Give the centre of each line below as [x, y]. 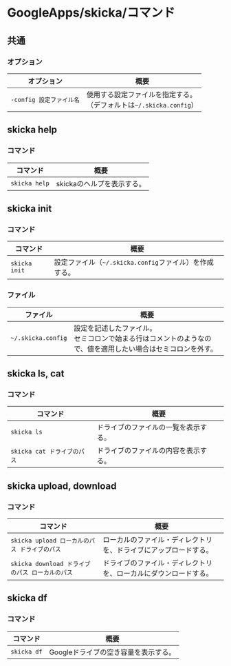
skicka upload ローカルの [50, 540]
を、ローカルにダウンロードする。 [158, 573]
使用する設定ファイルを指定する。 [142, 94]
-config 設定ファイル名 [45, 100]
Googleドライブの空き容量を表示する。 [112, 652]
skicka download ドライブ [51, 564]
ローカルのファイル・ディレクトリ [158, 539]
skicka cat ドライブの [45, 452]
